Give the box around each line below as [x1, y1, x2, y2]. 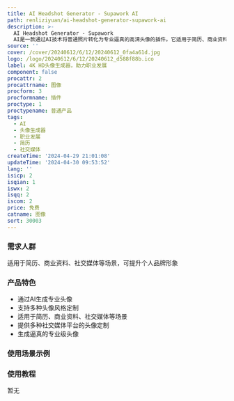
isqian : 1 [7, 178, 36, 185]
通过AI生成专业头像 [17, 295, 73, 304]
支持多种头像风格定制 [17, 304, 79, 312]
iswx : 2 [7, 185, 30, 192]
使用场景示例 [7, 349, 51, 359]
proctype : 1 [7, 101, 42, 108]
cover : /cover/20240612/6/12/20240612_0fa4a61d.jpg [7, 49, 160, 56]
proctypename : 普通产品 [7, 107, 72, 114]
